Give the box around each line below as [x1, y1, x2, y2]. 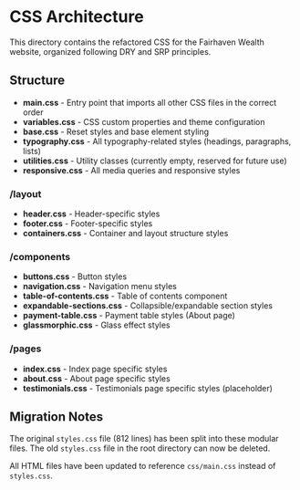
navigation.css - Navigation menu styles [22, 281, 178, 292]
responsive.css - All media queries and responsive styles [22, 164, 241, 175]
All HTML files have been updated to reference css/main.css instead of [9, 461, 276, 472]
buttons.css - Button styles [22, 271, 128, 282]
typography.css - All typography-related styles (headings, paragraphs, [22, 135, 292, 147]
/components [9, 250, 71, 263]
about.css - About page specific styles [22, 372, 171, 384]
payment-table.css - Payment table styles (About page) [22, 310, 235, 321]
